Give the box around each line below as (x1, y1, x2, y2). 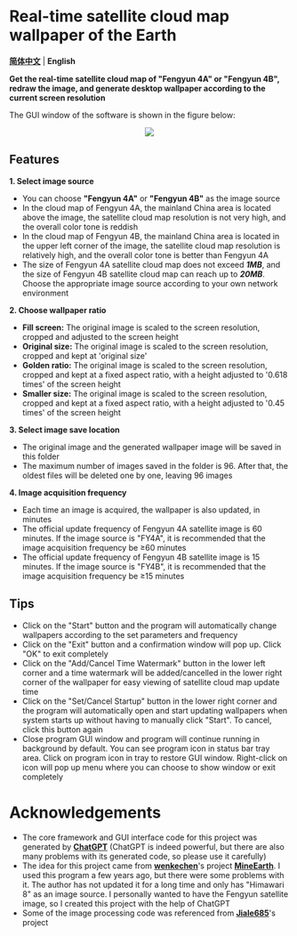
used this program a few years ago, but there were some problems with (21, 869, 285, 880)
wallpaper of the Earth (9, 25, 177, 45)
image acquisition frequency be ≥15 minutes (21, 570, 185, 581)
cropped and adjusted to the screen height (21, 331, 180, 342)
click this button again (21, 723, 104, 735)
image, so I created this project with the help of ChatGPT (21, 898, 231, 908)
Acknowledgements (9, 803, 162, 822)
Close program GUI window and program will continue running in (21, 733, 261, 744)
